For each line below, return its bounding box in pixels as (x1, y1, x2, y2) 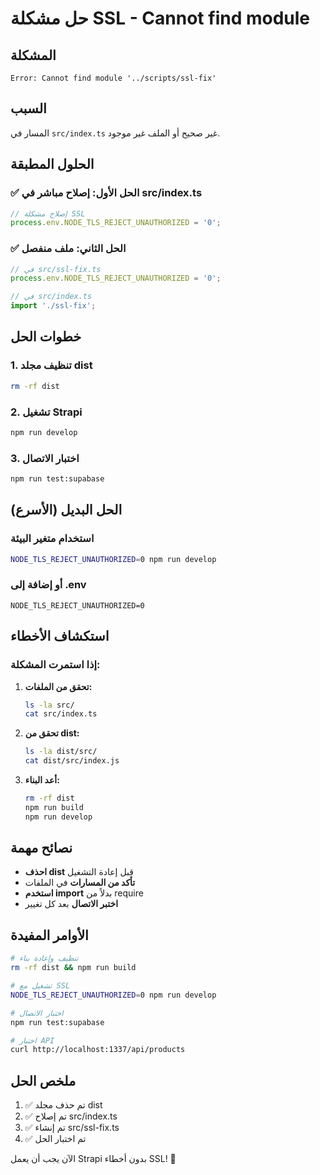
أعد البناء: (24, 774, 60, 786)
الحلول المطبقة (10, 156, 95, 173)
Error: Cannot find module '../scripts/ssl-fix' (10, 73, 217, 83)
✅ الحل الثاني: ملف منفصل (10, 242, 127, 256)
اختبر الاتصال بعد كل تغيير (24, 898, 119, 910)
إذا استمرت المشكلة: (10, 658, 101, 672)
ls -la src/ (24, 700, 75, 710)
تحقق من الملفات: (24, 680, 93, 692)
